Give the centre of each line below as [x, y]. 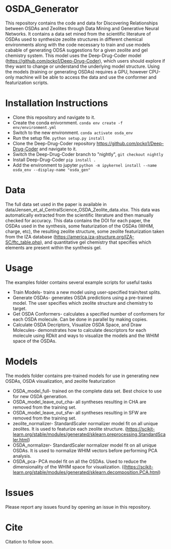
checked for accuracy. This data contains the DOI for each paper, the [78, 220]
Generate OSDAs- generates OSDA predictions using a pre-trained [82, 297]
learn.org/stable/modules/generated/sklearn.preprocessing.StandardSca [89, 434]
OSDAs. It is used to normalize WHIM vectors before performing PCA [85, 450]
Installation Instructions [57, 103]
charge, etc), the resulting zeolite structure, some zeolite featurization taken [85, 231]
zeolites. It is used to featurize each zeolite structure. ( [70, 429]
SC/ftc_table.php [23, 242]
